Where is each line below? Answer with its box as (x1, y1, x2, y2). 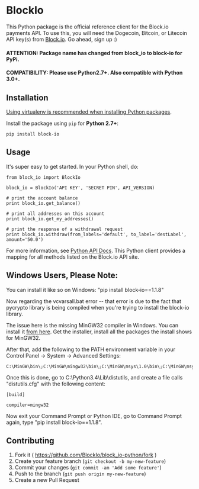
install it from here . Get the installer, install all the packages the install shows (6, 328, 192, 335)
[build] (6, 391, 25, 397)
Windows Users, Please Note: (6, 271, 118, 281)
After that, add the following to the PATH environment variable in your (6, 346, 176, 353)
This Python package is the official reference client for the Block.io (6, 23, 169, 30)
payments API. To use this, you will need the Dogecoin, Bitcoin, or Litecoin (6, 29, 188, 36)
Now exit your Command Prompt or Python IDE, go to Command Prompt (6, 412, 182, 419)
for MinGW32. (6, 334, 41, 341)
